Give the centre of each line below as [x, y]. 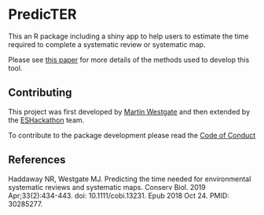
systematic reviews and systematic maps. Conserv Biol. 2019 [107, 187]
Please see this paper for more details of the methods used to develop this [129, 60]
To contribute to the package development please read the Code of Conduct [132, 135]
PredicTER [42, 15]
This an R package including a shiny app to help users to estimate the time [128, 36]
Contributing [40, 93]
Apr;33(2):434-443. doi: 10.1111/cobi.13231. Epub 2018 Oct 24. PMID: [119, 195]
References [37, 160]
